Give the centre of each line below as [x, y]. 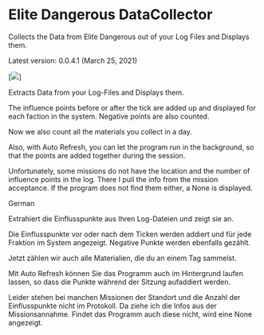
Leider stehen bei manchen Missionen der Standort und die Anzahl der [124, 297]
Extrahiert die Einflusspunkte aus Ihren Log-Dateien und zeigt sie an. [121, 218]
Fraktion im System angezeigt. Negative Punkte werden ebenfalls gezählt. [130, 242]
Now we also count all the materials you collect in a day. [100, 131]
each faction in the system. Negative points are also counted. [109, 116]
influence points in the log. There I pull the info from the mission [113, 179]
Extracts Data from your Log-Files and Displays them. [97, 92]
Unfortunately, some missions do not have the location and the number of [129, 171]
